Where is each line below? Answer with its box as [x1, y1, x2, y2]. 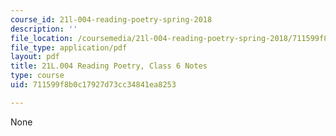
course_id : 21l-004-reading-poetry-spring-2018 [10, 14, 213, 25]
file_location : [10, 33, 74, 43]
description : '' [10, 24, 78, 34]
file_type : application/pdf [10, 42, 128, 53]
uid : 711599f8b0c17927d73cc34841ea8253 [10, 80, 177, 90]
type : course [10, 71, 65, 81]
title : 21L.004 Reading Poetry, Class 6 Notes [10, 61, 208, 71]
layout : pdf [10, 52, 60, 62]
